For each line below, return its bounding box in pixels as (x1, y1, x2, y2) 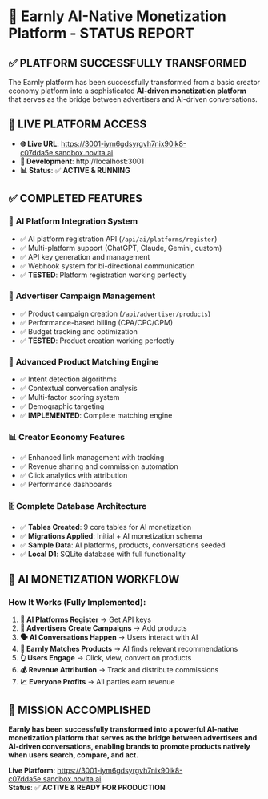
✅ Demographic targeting (19, 402, 105, 411)
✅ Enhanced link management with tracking (19, 453, 165, 462)
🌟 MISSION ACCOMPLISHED (8, 703, 152, 716)
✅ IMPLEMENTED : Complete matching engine (19, 410, 173, 420)
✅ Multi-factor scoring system (19, 393, 120, 402)
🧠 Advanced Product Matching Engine (8, 356, 159, 367)
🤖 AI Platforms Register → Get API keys (19, 615, 152, 624)
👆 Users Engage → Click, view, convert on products (19, 653, 192, 663)
